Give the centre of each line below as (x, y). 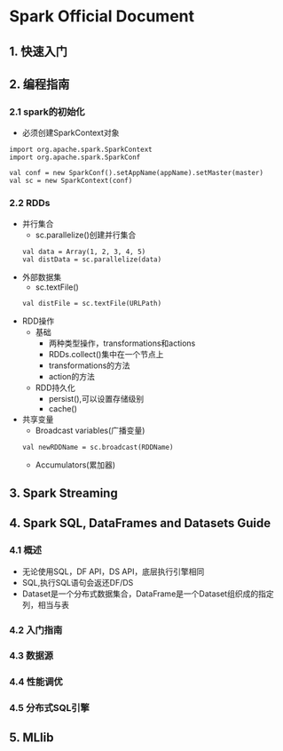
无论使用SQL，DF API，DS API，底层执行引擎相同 (113, 571)
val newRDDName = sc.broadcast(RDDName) (98, 447)
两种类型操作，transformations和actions (122, 343)
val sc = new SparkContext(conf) (71, 181)
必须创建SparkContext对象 (71, 133)
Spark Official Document (102, 16)
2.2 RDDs (30, 204)
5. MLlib (31, 737)
